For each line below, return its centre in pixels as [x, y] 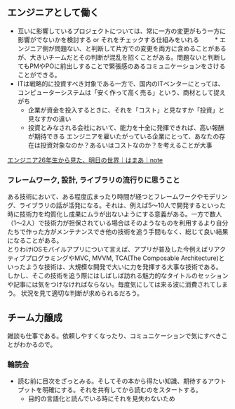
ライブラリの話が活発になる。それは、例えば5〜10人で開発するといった [122, 205]
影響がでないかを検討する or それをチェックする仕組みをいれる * [118, 39]
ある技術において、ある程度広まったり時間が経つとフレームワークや [105, 197]
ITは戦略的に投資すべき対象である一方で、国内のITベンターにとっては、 [121, 84]
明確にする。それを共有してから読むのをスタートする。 [122, 390]
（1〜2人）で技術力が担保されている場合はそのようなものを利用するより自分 [118, 223]
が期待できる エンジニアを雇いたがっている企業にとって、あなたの [123, 136]
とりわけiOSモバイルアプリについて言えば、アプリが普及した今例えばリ [110, 249]
